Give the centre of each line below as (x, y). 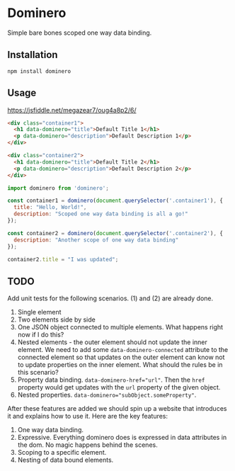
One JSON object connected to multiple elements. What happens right (120, 327)
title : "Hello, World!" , (50, 208)
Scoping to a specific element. (62, 453)
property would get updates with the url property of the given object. (119, 387)
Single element (39, 312)
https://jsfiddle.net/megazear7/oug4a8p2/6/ (72, 110)
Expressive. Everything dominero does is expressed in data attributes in (122, 438)
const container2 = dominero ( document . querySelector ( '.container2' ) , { (115, 233)
